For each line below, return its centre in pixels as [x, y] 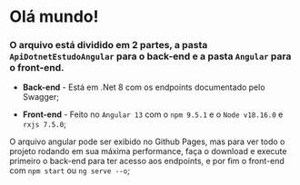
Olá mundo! [54, 17]
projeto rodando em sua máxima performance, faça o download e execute [148, 151]
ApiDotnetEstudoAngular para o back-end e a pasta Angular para [150, 56]
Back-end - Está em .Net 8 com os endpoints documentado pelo [144, 87]
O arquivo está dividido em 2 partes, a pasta [109, 45]
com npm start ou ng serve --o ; [70, 170]
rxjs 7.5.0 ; [44, 124]
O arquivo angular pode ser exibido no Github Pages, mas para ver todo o [147, 141]
